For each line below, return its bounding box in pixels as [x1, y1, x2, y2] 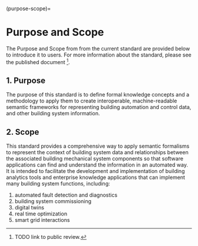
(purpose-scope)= [6, 5, 51, 12]
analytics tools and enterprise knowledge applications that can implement [6, 174, 186, 181]
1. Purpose [6, 75, 46, 85]
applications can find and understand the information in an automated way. [6, 161, 189, 168]
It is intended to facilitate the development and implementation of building [6, 168, 185, 175]
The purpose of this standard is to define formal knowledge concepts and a [6, 91, 190, 98]
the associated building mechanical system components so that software [6, 155, 184, 162]
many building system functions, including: [6, 180, 110, 187]
